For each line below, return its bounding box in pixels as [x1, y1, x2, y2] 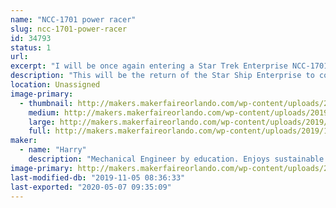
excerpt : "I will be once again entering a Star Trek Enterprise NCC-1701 [10, 61, 329, 71]
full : [28, 126, 52, 136]
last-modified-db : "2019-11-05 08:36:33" [10, 172, 186, 183]
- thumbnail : [19, 98, 74, 108]
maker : [10, 136, 38, 146]
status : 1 [10, 42, 52, 53]
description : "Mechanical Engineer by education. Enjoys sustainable [28, 154, 325, 164]
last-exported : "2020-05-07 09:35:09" [10, 182, 172, 192]
